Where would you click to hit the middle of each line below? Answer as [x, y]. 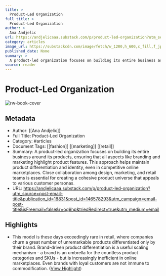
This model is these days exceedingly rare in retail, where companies [83, 237]
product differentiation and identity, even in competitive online [76, 167]
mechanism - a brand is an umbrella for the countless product [75, 252]
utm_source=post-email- [38, 193]
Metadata [20, 118]
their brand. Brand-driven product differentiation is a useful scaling [80, 247]
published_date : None [27, 51]
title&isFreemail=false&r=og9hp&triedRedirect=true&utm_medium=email [86, 209]
